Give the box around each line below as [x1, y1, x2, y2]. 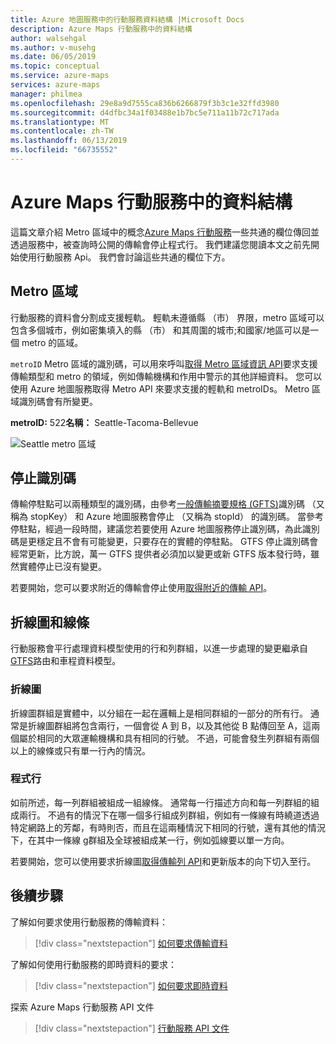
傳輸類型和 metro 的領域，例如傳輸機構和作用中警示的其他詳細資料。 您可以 [10, 370, 323, 382]
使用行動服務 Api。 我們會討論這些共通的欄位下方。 [18, 251, 231, 263]
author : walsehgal [10, 33, 87, 43]
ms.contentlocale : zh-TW [10, 126, 114, 136]
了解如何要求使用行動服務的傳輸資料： [10, 916, 168, 928]
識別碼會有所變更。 [18, 395, 98, 407]
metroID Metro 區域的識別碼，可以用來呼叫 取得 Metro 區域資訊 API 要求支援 [10, 357, 318, 370]
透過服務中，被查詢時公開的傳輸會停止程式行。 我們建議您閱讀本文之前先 [10, 238, 311, 250]
